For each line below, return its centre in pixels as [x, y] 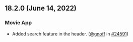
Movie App [18, 23]
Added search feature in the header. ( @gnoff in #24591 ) [70, 34]
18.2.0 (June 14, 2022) [41, 8]
